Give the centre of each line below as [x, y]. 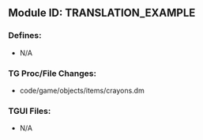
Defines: [25, 36]
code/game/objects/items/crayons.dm [82, 90]
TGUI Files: [30, 111]
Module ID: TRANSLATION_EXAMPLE [102, 13]
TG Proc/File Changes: [53, 73]
